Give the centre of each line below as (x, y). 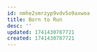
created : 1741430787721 (41, 38)
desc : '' (19, 26)
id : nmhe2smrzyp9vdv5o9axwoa (48, 13)
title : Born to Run (35, 20)
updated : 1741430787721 (41, 32)
